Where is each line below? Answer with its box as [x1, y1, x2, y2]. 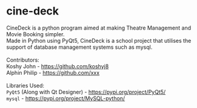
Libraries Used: [6, 81, 44, 89]
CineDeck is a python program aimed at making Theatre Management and [6, 24, 192, 31]
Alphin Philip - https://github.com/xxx [6, 69, 100, 76]
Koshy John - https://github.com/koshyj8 [6, 62, 109, 70]
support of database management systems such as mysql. [6, 43, 153, 51]
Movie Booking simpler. [6, 30, 65, 37]
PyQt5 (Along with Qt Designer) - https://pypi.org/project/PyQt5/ [6, 88, 166, 95]
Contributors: [6, 56, 39, 63]
